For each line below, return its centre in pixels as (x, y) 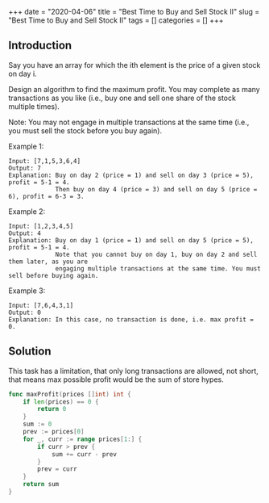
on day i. (23, 73)
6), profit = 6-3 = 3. (46, 196)
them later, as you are (48, 262)
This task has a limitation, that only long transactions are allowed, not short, (134, 371)
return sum (41, 484)
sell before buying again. (54, 275)
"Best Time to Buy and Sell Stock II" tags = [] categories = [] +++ (116, 20)
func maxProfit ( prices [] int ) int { (70, 394)
